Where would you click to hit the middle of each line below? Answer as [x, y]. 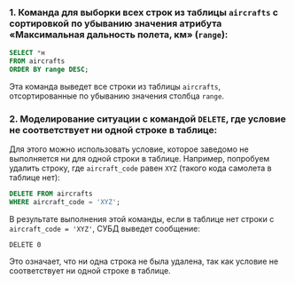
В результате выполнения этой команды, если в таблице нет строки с [142, 218]
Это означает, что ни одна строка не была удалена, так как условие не [144, 261]
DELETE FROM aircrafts [51, 194]
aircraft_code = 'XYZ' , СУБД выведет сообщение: [105, 228]
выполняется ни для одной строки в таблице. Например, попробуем [140, 159]
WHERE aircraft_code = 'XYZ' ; [65, 202]
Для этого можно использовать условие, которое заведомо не [129, 149]
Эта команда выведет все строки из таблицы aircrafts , [115, 86]
